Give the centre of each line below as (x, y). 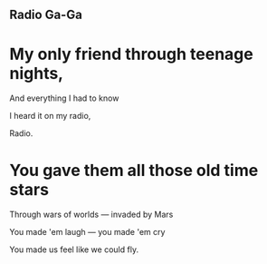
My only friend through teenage (131, 54)
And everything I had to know (64, 98)
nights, (37, 73)
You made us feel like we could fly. (74, 249)
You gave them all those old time (134, 170)
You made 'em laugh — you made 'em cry (87, 232)
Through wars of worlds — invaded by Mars (91, 215)
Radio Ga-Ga (46, 15)
